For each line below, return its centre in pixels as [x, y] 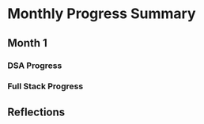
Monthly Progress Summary [102, 14]
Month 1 [28, 43]
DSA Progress [35, 66]
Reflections [36, 112]
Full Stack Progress [45, 86]
